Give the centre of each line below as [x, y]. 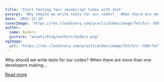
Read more [16, 74]
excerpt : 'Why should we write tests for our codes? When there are [78, 14]
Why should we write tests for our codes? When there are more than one [78, 60]
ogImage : [14, 41]
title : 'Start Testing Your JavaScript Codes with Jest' [64, 10]
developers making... [26, 65]
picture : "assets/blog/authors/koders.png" [54, 37]
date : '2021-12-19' [25, 19]
